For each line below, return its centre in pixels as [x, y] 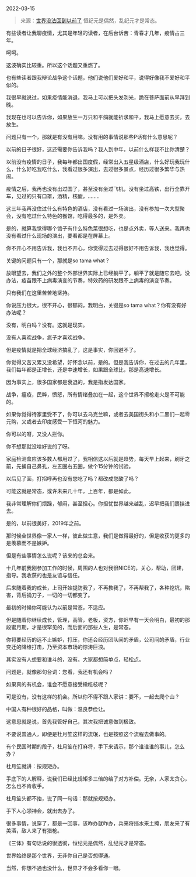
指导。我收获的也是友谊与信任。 [44, 575]
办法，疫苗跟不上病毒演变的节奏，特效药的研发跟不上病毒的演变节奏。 [90, 280]
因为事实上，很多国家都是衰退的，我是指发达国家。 [67, 382]
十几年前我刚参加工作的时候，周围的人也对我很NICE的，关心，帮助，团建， [96, 568]
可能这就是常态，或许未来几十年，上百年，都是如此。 [70, 491]
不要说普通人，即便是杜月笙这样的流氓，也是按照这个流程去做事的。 [88, 734]
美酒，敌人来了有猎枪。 [34, 830]
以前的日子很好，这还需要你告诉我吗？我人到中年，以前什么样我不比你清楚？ [98, 149]
